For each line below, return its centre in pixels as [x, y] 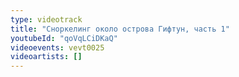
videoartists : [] [46, 57]
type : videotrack [46, 19]
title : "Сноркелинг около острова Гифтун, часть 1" [120, 29]
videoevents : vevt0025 [57, 47]
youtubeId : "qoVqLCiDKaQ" [64, 38]
